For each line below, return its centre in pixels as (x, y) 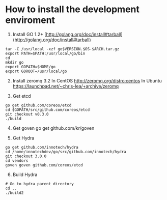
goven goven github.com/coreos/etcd (44, 165)
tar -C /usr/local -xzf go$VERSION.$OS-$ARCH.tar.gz (62, 49)
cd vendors (17, 161)
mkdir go (15, 62)
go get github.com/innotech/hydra (42, 147)
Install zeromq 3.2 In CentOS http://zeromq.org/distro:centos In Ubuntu (87, 80)
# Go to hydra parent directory (39, 184)
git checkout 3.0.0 (26, 156)
